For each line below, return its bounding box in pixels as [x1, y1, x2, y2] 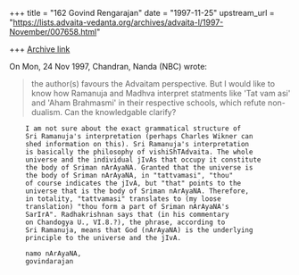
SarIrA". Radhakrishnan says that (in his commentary [25, 210, 229, 219]
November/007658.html [9, 27, 97, 37]
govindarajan [25, 257, 74, 266]
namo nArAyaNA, [25, 249, 82, 258]
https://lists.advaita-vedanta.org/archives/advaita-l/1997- [12, 17, 224, 28]
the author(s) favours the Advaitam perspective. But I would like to [30, 79, 275, 88]
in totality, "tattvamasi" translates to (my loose [25, 195, 221, 204]
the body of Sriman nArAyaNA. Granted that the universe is [25, 163, 253, 172]
